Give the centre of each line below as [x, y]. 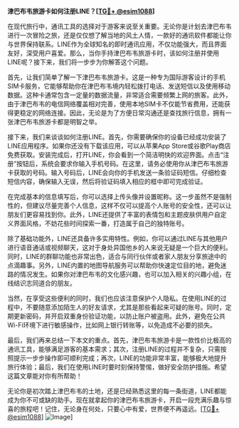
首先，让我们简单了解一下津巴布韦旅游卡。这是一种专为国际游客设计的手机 [116, 77]
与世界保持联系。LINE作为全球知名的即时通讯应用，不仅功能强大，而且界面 [117, 44]
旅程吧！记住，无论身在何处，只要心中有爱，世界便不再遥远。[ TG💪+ [119, 409]
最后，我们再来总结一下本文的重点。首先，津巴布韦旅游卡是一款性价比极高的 [119, 340]
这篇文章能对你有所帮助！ [45, 376]
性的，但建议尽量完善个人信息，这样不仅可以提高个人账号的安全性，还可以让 [119, 205]
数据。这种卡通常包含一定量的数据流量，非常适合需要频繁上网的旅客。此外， [119, 95]
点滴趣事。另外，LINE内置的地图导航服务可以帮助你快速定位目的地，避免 [114, 265]
